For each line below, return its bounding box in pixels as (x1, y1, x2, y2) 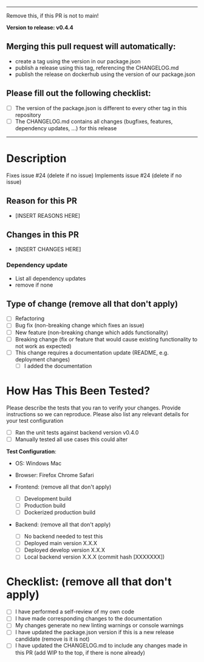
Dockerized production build (24, 509, 96, 516)
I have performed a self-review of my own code (15, 608, 135, 615)
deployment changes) (15, 355, 70, 363)
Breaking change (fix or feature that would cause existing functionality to (15, 335, 198, 343)
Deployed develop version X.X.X (24, 546, 105, 554)
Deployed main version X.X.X (24, 540, 98, 547)
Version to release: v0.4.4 (6, 24, 74, 31)
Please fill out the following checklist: (6, 88, 151, 99)
